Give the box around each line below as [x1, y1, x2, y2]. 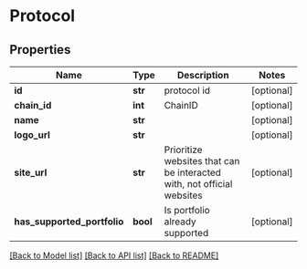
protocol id [164, 84, 211, 97]
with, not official [164, 178, 233, 190]
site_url [14, 166, 48, 179]
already [164, 215, 196, 228]
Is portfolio [164, 204, 210, 216]
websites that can [164, 155, 240, 167]
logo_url [14, 129, 50, 141]
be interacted [164, 166, 222, 179]
